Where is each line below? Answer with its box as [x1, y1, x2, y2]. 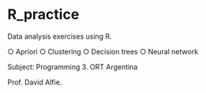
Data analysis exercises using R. [7, 32, 112, 41]
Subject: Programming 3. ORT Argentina [7, 61, 138, 72]
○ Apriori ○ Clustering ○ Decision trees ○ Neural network [7, 46, 199, 56]
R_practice [7, 6, 80, 24]
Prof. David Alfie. [7, 77, 62, 87]
